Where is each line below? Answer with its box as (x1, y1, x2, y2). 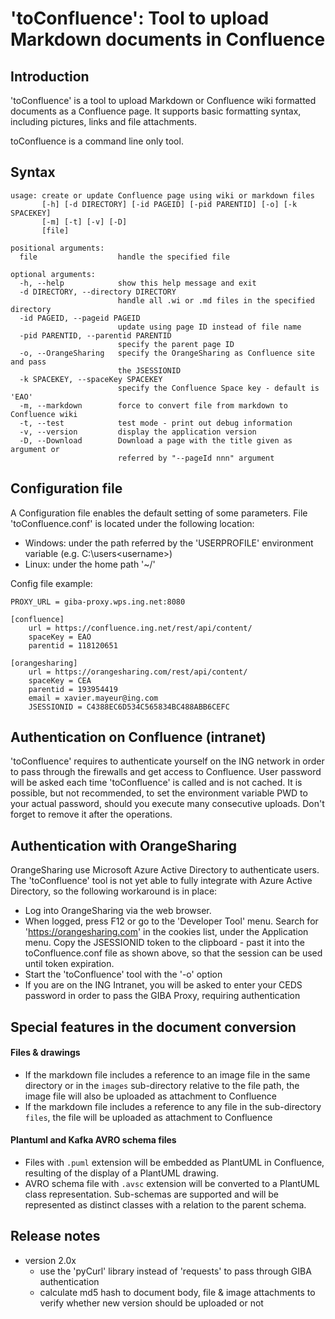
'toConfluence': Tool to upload (10, 7, 270, 30)
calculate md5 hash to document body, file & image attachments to (39, 1286, 316, 1298)
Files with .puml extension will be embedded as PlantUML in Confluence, (24, 1157, 325, 1169)
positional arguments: (10, 243, 105, 253)
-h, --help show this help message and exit (19, 278, 257, 288)
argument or (10, 444, 60, 454)
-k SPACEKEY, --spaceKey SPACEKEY (19, 374, 163, 384)
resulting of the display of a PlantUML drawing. (24, 1167, 219, 1179)
